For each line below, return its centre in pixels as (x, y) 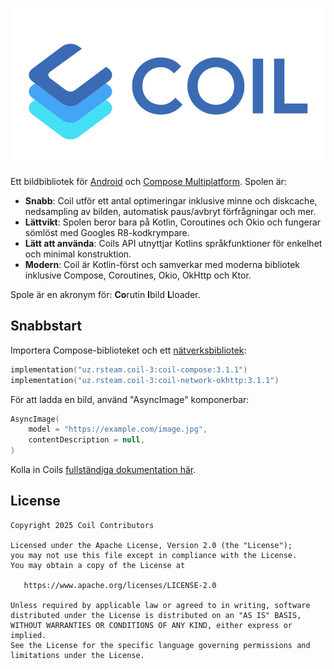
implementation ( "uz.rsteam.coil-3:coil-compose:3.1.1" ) (129, 369)
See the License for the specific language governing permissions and (160, 645)
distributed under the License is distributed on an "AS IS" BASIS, (156, 615)
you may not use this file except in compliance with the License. (154, 555)
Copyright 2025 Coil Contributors (82, 525)
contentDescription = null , (86, 440)
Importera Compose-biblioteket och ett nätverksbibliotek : (128, 350)
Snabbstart (46, 326)
